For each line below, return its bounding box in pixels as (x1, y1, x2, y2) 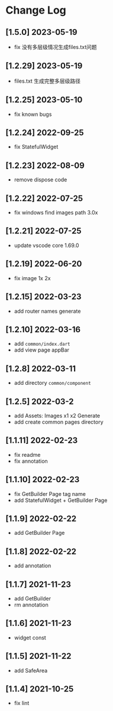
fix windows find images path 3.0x (14, 209, 98, 216)
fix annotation (14, 457, 48, 465)
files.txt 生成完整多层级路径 (14, 77, 81, 85)
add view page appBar (14, 346, 69, 353)
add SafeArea (14, 667, 48, 674)
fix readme (14, 451, 41, 458)
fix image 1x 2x (14, 274, 51, 281)
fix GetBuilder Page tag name (14, 490, 86, 497)
